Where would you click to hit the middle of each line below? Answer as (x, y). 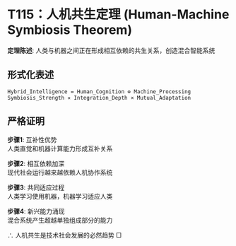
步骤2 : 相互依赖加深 (36, 163)
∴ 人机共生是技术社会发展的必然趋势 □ (65, 235)
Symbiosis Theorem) (70, 30)
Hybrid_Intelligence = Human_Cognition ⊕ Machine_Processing (99, 92)
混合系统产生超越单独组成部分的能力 (60, 220)
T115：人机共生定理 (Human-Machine (118, 14)
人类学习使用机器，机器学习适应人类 (60, 196)
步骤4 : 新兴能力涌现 (36, 211)
